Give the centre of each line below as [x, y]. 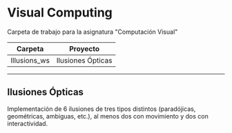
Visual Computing [60, 13]
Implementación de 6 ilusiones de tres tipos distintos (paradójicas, [101, 109]
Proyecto [84, 48]
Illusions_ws [30, 60]
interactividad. [28, 123]
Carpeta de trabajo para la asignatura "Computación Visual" [93, 32]
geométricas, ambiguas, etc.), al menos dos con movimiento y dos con [108, 116]
